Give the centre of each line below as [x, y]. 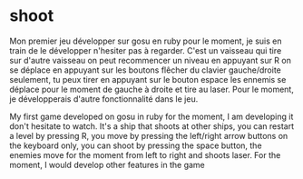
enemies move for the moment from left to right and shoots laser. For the [145, 154]
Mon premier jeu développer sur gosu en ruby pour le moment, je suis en [146, 41]
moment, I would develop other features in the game [108, 164]
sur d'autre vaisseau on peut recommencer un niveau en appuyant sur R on [151, 60]
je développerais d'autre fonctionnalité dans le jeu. [104, 99]
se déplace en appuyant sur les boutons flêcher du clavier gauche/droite [145, 70]
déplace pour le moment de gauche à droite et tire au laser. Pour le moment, [152, 89]
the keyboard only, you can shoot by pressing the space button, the [136, 145]
